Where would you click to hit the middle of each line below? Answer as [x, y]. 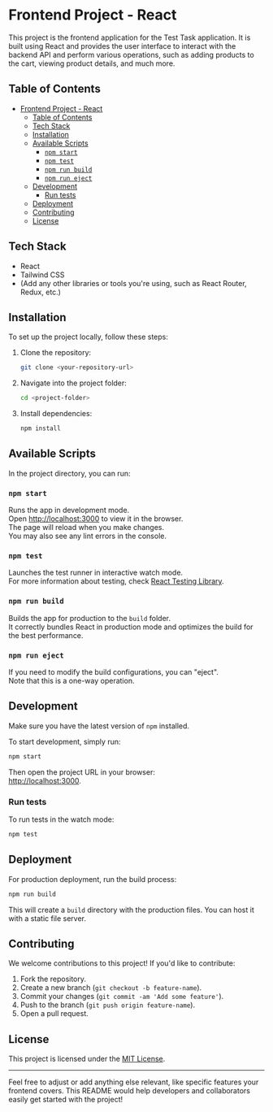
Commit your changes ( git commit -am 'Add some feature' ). [122, 997]
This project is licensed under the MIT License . [87, 1059]
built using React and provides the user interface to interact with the [122, 46]
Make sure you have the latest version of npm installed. [99, 726]
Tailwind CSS [42, 275]
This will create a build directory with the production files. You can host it [131, 910]
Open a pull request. [54, 1014]
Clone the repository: [56, 353]
